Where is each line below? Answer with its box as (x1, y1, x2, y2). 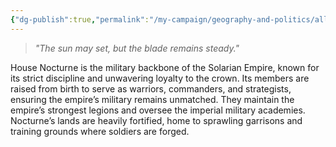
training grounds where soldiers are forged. (10, 125, 190, 137)
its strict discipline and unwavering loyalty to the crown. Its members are (10, 72, 310, 84)
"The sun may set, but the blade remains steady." (34, 42, 240, 54)
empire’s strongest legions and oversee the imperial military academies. (10, 104, 306, 116)
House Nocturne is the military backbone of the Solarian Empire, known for (10, 61, 320, 73)
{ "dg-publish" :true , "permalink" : (10, 14, 150, 25)
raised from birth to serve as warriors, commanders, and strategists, (10, 82, 292, 95)
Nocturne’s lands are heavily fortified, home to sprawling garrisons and (10, 114, 303, 126)
